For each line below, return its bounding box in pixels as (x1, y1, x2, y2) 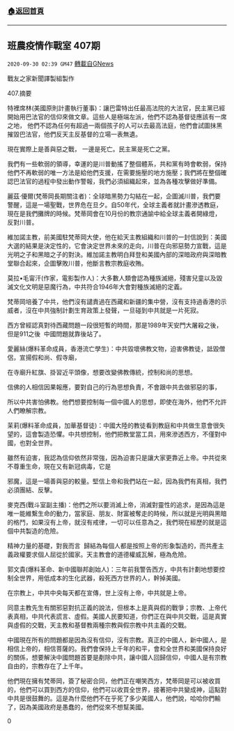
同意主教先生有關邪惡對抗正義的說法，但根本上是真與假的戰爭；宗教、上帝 (7, 603, 221, 612)
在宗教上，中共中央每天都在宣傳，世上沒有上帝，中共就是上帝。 (7, 589, 190, 597)
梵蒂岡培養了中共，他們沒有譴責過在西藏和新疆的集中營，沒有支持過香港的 (7, 298, 221, 306)
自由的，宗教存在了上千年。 (7, 662, 87, 670)
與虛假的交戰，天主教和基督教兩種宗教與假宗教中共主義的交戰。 (7, 621, 190, 629)
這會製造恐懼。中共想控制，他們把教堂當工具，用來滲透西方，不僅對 (25, 430, 221, 439)
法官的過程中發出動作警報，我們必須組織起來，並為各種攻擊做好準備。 (19, 177, 221, 186)
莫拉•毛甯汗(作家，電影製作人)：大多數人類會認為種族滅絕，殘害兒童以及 (7, 274, 217, 282)
